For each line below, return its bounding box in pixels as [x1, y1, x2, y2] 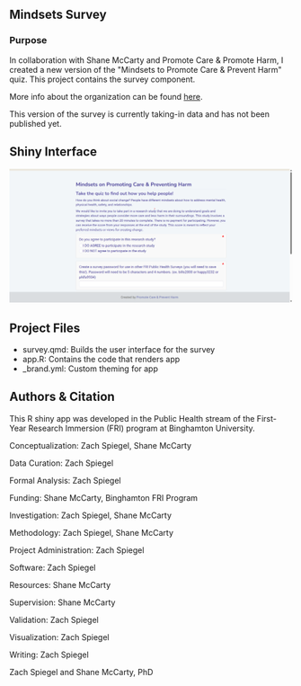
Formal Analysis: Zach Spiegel [9, 475, 121, 486]
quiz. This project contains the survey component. [9, 74, 196, 85]
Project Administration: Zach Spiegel [9, 544, 145, 556]
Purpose [9, 34, 48, 47]
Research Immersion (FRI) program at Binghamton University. [28, 423, 256, 433]
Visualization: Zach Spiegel [9, 631, 110, 642]
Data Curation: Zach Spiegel [9, 458, 114, 468]
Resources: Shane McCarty [9, 579, 111, 590]
